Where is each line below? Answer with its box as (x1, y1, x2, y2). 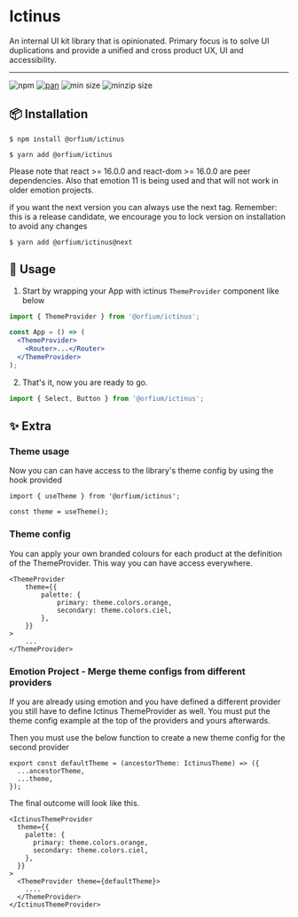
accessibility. (9, 54, 58, 65)
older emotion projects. (9, 184, 95, 195)
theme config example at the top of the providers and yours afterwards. (9, 715, 271, 725)
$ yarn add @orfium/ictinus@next (9, 238, 133, 247)
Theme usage (9, 445, 70, 458)
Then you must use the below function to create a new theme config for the (9, 732, 286, 742)
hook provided (9, 474, 62, 485)
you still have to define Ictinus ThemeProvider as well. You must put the (9, 705, 271, 716)
